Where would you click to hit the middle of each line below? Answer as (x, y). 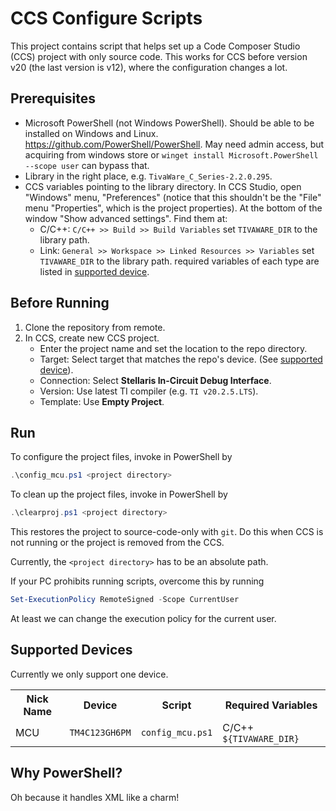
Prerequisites (53, 98)
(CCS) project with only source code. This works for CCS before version (159, 56)
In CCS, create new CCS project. (92, 338)
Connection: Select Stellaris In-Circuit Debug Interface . (155, 380)
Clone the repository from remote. (95, 327)
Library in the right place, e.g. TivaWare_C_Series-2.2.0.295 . (148, 176)
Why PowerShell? (66, 773)
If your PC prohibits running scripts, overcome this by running (137, 581)
